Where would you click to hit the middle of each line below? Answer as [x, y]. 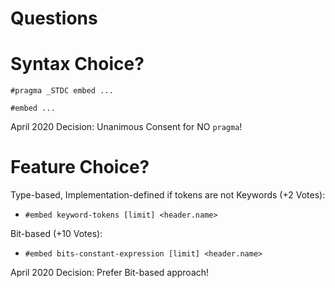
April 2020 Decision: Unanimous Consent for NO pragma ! [126, 127]
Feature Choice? [80, 167]
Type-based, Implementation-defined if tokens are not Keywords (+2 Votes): [168, 195]
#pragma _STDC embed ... [62, 91]
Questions [54, 18]
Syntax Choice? [77, 64]
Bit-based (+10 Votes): [56, 234]
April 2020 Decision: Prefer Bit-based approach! [110, 273]
